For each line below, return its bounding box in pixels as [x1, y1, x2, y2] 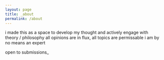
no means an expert [5, 40, 46, 46]
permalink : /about [5, 16, 43, 21]
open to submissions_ [5, 49, 49, 55]
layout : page [5, 7, 32, 12]
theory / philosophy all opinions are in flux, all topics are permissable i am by [5, 35, 160, 40]
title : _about [5, 12, 34, 17]
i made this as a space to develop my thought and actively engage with [5, 30, 148, 36]
